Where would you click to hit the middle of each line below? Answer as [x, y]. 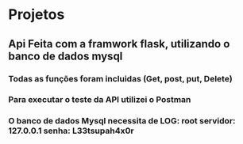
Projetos [37, 15]
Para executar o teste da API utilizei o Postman [100, 100]
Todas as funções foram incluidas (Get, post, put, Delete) [120, 78]
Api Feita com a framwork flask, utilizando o [119, 44]
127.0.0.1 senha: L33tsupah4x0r [71, 131]
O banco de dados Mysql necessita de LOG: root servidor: [122, 121]
